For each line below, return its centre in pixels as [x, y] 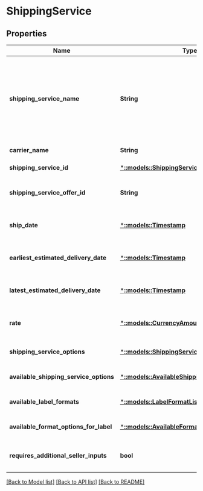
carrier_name [29, 150]
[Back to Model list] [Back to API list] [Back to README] [76, 482]
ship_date [24, 225]
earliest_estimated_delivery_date [58, 258]
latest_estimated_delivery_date [55, 290]
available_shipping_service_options [62, 377]
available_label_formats [44, 402]
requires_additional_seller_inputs [58, 456]
